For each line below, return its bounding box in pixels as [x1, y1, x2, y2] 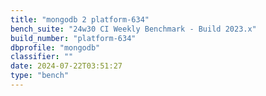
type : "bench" [10, 71, 70, 81]
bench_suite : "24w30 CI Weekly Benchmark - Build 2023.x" [10, 24, 257, 34]
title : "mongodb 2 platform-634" [10, 14, 150, 25]
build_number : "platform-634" [10, 33, 137, 43]
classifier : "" [10, 52, 74, 62]
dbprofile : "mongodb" [10, 42, 101, 53]
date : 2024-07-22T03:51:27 [10, 61, 123, 71]
